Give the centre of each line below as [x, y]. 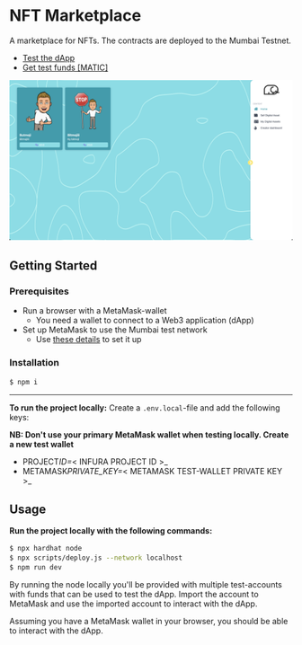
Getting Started [53, 265]
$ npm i [24, 383]
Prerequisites [39, 291]
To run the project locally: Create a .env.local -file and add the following [145, 408]
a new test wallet [42, 445]
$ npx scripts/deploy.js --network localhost [96, 558]
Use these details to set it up [89, 340]
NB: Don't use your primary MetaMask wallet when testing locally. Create [149, 435]
